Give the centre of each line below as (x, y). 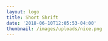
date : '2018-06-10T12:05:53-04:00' (52, 23)
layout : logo (23, 12)
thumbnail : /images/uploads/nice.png (54, 29)
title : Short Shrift (33, 17)
